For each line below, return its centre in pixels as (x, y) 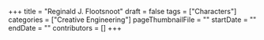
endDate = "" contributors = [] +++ (65, 28)
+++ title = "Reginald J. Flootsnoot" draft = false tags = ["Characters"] (123, 11)
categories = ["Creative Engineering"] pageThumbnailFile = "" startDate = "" (132, 20)
